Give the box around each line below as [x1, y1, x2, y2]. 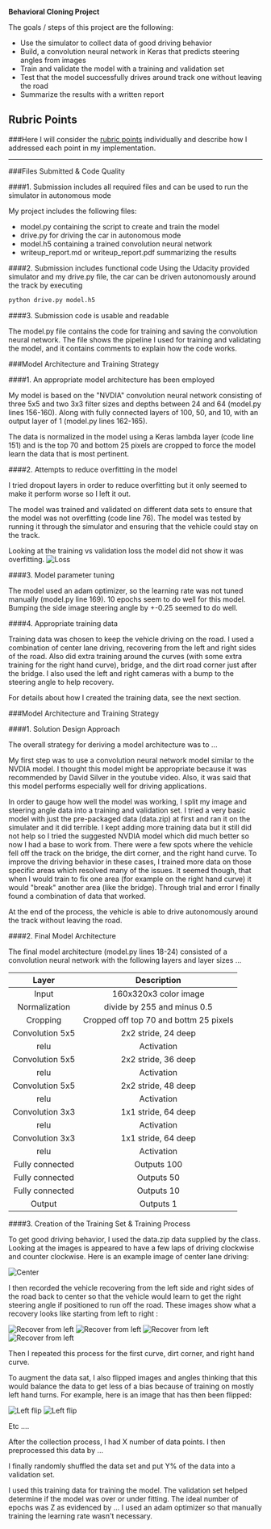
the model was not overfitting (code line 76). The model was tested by [8, 513, 242, 523]
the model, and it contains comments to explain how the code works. [8, 343, 238, 353]
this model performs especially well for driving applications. [8, 781, 207, 791]
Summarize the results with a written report [19, 90, 165, 99]
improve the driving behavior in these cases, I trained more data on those [8, 856, 252, 867]
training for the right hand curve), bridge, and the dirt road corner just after [8, 660, 257, 670]
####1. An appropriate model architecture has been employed [8, 375, 215, 384]
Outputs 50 [136, 1171, 180, 1182]
